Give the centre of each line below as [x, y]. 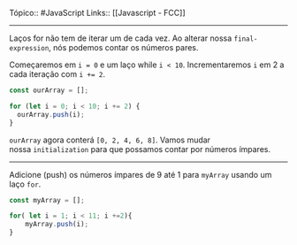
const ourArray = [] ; [49, 90]
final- [246, 39]
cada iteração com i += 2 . [57, 74]
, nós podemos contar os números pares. [123, 47]
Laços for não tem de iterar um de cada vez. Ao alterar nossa [121, 38]
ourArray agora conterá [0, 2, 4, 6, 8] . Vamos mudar [110, 140]
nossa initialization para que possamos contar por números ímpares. [140, 149]
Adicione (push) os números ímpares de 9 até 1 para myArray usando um [141, 174]
